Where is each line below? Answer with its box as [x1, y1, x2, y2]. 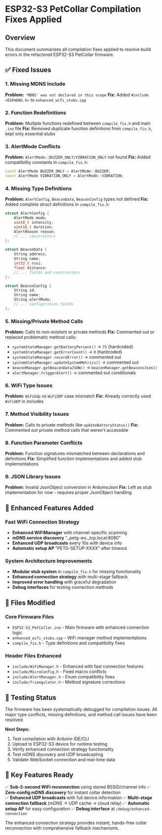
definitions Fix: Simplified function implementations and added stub [5, 456, 142, 462]
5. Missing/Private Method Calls [5, 318, 83, 324]
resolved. [5, 717, 24, 723]
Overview [5, 33, 36, 42]
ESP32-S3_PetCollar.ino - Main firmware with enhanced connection [12, 624, 150, 630]
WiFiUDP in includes [5, 399, 44, 404]
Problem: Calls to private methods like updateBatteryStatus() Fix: [5, 422, 139, 428]
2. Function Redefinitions [5, 109, 66, 116]
